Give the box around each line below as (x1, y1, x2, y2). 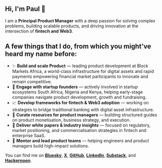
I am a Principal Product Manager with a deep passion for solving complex (5, 18, 156, 23)
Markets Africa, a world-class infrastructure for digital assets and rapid (12, 68, 154, 74)
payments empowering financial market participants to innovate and (12, 74, 148, 79)
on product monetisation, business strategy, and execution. (12, 117, 131, 123)
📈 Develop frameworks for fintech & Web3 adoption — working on (12, 99, 149, 105)
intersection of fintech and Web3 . (5, 28, 74, 34)
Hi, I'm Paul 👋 (5, 5, 46, 13)
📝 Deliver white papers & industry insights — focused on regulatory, (12, 122, 151, 128)
